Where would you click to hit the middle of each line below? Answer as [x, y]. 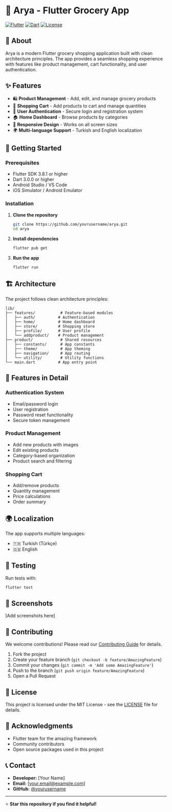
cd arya [21, 229]
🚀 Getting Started [34, 148]
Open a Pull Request [34, 676]
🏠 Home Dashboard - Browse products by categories [70, 117]
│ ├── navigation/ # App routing [48, 353]
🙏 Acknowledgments [39, 726]
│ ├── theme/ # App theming [48, 349]
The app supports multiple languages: [45, 533]
